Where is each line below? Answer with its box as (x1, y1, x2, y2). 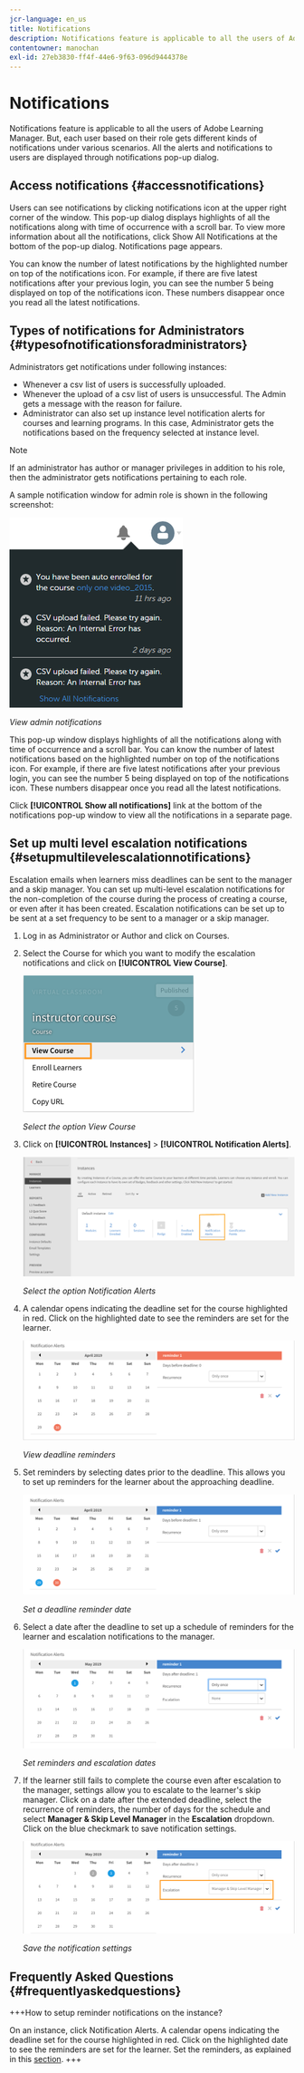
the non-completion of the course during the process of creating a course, (9, 893, 288, 904)
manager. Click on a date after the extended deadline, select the (22, 1795, 262, 1806)
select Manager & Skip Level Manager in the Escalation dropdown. (22, 1814, 275, 1825)
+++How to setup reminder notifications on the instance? (9, 2007, 223, 2018)
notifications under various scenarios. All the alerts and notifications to (9, 142, 273, 153)
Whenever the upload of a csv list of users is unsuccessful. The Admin (22, 388, 287, 399)
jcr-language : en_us (9, 15, 88, 24)
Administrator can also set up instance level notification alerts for (22, 408, 265, 419)
